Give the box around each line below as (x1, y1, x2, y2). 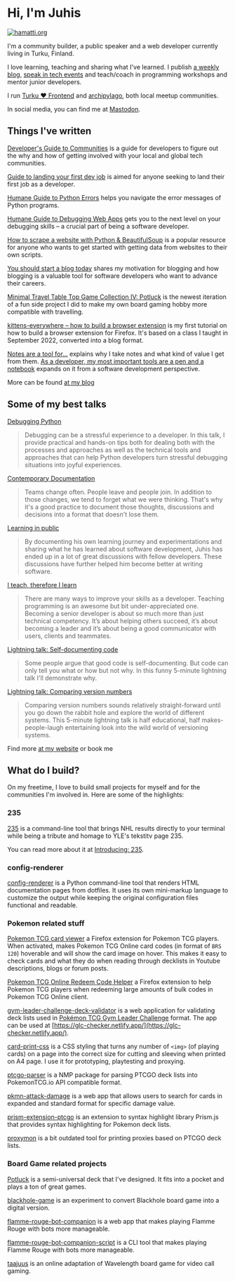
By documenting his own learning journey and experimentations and (24, 537, 222, 545)
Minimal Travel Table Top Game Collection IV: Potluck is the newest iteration (7, 293, 227, 301)
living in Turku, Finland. (7, 49, 75, 58)
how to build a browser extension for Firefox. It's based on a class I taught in (7, 328, 228, 337)
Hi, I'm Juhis (7, 5, 81, 21)
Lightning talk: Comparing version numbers (7, 687, 133, 695)
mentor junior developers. (7, 77, 82, 86)
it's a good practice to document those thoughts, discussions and (24, 502, 215, 511)
